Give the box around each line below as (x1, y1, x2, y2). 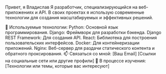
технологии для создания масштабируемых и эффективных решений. (5, 15, 154, 20)
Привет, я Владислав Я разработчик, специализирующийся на (5, 4, 138, 10)
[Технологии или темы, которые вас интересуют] (5, 63, 110, 69)
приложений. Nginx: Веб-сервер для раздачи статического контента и (5, 45, 155, 51)
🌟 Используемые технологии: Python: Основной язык (5, 24, 118, 30)
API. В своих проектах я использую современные (39, 9, 145, 15)
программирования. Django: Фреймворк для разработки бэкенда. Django (5, 30, 162, 35)
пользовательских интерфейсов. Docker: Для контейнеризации (5, 40, 140, 46)
